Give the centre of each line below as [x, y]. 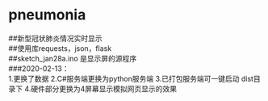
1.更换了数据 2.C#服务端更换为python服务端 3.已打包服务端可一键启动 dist [131, 78]
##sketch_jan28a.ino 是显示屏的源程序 [73, 58]
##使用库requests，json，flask [60, 48]
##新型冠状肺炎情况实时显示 [55, 38]
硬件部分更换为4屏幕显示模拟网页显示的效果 [104, 88]
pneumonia [47, 15]
